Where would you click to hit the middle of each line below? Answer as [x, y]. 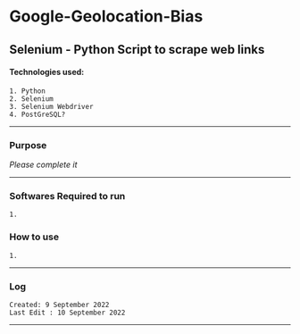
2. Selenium [31, 99]
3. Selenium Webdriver [51, 106]
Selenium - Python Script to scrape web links [137, 50]
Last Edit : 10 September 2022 [67, 313]
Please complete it [43, 165]
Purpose [28, 145]
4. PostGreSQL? [37, 114]
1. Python [28, 91]
